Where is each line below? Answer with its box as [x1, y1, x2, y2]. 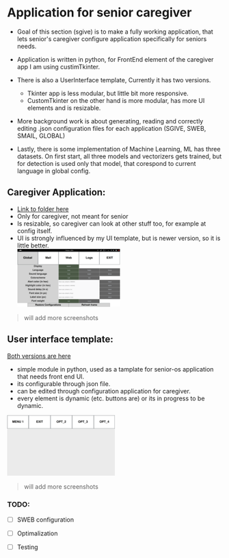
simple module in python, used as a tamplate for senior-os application [16, 365, 214, 373]
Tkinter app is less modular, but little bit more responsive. [27, 89, 189, 97]
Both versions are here [7, 352, 71, 360]
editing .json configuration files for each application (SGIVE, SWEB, [16, 124, 206, 132]
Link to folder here [16, 204, 69, 213]
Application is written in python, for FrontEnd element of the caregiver [16, 55, 214, 63]
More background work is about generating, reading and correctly [16, 117, 204, 125]
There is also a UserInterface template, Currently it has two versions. [16, 75, 211, 84]
